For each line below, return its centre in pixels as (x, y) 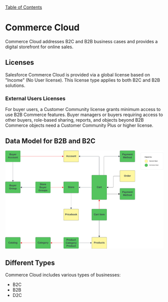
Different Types (30, 263)
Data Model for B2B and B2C (50, 141)
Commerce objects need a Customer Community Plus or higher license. (79, 126)
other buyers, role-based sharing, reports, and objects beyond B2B (74, 120)
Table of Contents (24, 7)
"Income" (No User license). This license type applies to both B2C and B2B (83, 80)
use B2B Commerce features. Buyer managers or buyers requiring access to (84, 115)
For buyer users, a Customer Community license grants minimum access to (83, 110)
